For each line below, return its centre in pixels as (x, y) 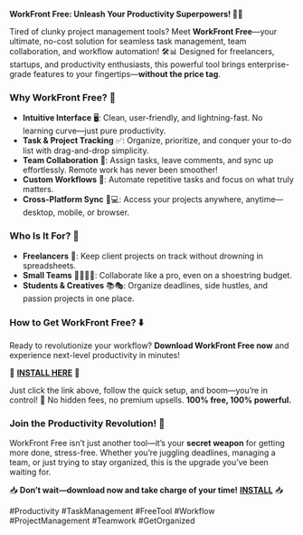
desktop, (39, 212)
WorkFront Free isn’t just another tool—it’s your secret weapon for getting (147, 443)
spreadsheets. (49, 265)
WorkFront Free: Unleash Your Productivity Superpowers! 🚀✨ (126, 14)
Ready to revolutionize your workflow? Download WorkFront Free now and (149, 345)
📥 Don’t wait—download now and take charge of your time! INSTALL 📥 (146, 491)
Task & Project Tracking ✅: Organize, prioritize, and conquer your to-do (157, 141)
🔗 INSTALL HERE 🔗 (45, 373)
